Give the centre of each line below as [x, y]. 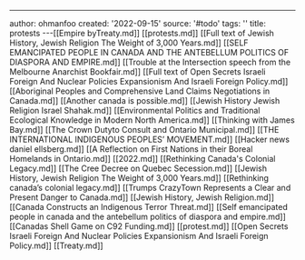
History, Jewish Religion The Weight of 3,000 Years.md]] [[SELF [129, 43]
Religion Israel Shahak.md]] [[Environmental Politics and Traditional [135, 110]
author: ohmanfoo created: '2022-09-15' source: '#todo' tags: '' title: [138, 23]
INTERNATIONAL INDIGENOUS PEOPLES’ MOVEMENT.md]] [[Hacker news [150, 139]
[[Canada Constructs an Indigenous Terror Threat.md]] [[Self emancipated [148, 207]
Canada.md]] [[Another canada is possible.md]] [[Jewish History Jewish [145, 100]
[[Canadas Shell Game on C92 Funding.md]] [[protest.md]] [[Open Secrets [149, 226]
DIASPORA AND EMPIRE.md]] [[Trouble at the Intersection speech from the [150, 62]
